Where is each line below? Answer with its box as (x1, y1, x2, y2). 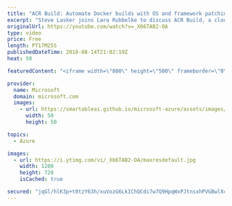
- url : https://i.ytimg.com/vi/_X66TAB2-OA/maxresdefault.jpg (13, 156, 196, 163)
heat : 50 (7, 55, 32, 62)
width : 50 (25, 112, 54, 120)
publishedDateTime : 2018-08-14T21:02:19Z (7, 49, 128, 56)
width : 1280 (19, 163, 54, 170)
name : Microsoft (13, 86, 60, 93)
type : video (7, 29, 41, 37)
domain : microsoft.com (13, 93, 79, 100)
